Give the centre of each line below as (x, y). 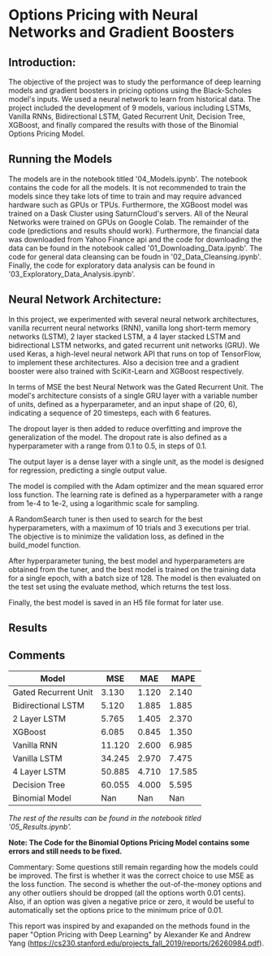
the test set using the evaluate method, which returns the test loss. (120, 587)
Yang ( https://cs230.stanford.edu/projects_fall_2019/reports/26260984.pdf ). (136, 943)
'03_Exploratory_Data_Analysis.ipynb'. (72, 273)
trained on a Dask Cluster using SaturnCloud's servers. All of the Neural (129, 213)
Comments (37, 655)
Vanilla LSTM (37, 758)
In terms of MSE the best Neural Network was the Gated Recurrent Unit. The (136, 386)
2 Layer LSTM (39, 718)
